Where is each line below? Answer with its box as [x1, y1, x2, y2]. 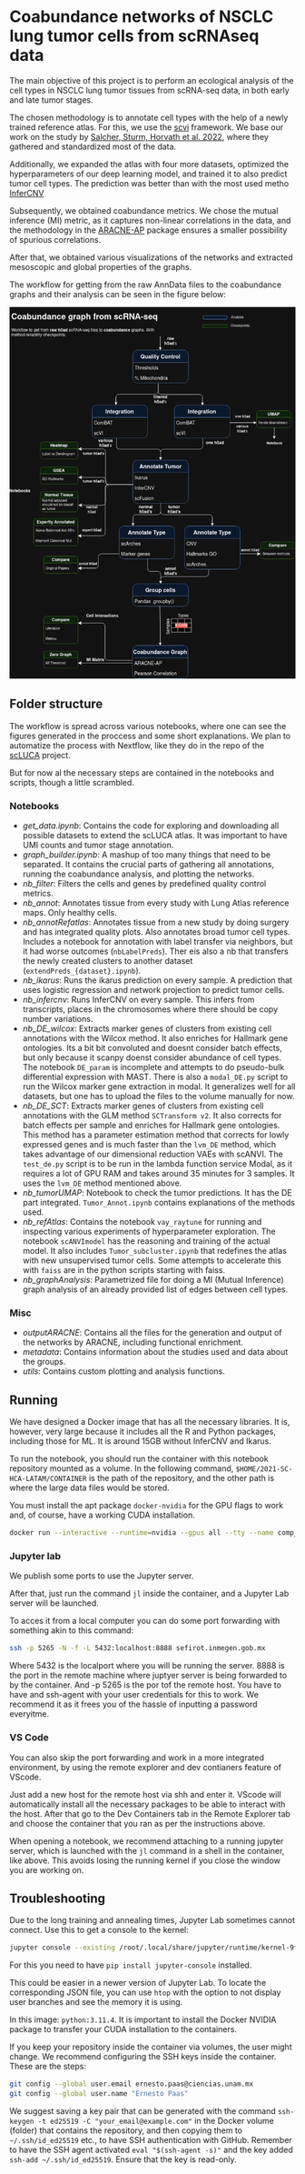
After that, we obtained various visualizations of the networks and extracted [9, 252, 293, 263]
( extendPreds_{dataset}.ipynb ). [22, 966, 142, 977]
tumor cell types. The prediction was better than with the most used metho [9, 177, 290, 188]
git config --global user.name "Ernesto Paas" [9, 2089, 189, 2099]
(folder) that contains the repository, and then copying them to [9, 2125, 243, 2136]
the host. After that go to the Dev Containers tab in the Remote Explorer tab [9, 1808, 290, 1819]
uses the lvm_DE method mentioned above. [22, 1177, 182, 1188]
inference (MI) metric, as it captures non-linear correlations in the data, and [9, 215, 291, 225]
